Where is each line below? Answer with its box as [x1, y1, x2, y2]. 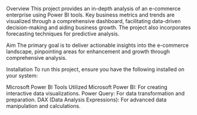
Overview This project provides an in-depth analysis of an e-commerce [6, 5, 181, 12]
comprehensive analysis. [6, 55, 67, 61]
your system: [6, 72, 39, 79]
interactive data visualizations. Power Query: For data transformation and [6, 90, 185, 97]
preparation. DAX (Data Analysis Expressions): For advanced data [6, 96, 167, 103]
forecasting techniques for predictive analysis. [6, 30, 120, 37]
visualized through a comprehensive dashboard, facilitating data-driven [6, 18, 181, 24]
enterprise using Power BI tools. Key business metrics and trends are [6, 11, 175, 18]
